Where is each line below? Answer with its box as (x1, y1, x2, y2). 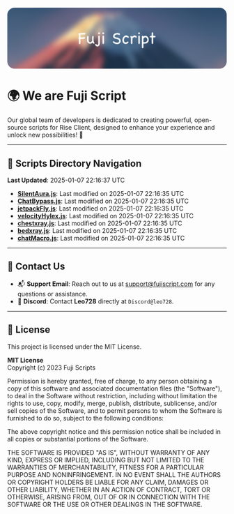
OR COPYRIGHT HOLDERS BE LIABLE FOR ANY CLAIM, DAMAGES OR (7, 478, 209, 486)
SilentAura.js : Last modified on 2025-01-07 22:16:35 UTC (17, 190, 185, 198)
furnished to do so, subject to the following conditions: (7, 414, 164, 422)
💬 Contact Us (7, 261, 65, 273)
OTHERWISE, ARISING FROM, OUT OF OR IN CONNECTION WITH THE (7, 492, 210, 501)
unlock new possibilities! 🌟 (7, 130, 84, 139)
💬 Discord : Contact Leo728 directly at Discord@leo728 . (17, 297, 174, 305)
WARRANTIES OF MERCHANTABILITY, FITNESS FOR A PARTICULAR (7, 463, 204, 471)
